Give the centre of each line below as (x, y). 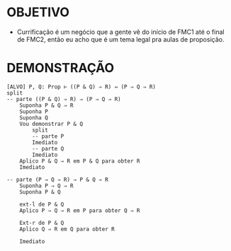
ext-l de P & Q (42, 204)
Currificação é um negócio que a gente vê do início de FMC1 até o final (120, 32)
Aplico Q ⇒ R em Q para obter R (67, 229)
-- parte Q (48, 148)
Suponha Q (34, 117)
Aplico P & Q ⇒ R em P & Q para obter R (80, 161)
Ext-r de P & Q (42, 223)
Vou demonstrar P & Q (51, 124)
